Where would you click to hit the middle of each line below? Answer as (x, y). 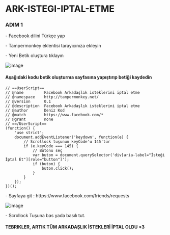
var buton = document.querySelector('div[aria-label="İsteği (99, 155)
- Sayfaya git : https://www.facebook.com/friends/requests (67, 195)
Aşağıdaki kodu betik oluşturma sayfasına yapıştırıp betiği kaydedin (79, 77)
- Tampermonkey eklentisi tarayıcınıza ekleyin (53, 46)
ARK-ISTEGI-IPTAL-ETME (60, 9)
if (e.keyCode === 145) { (51, 146)
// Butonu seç (47, 150)
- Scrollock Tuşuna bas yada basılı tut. (45, 215)
